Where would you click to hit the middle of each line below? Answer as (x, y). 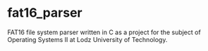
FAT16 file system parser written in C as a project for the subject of (104, 32)
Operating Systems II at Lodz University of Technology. (87, 39)
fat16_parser (45, 13)
